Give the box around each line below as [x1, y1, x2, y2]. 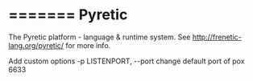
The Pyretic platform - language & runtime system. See [8, 32, 191, 42]
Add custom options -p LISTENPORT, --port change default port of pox [8, 56, 245, 66]
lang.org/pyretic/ [8, 40, 64, 50]
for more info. [65, 40, 111, 50]
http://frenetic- [192, 32, 242, 42]
